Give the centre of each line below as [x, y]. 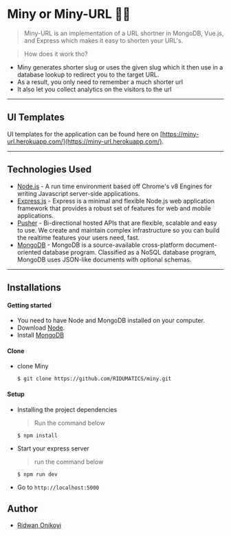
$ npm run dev [37, 474]
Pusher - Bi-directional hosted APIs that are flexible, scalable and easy [117, 223]
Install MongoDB [41, 335]
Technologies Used [49, 169]
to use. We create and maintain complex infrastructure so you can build [118, 230]
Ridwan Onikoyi [39, 525]
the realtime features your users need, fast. [78, 237]
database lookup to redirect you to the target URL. [88, 75]
